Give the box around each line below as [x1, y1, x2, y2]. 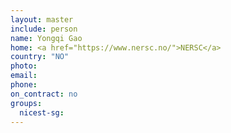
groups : [10, 98, 43, 108]
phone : [10, 80, 38, 90]
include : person [10, 24, 78, 34]
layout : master [10, 14, 74, 25]
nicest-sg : [19, 107, 65, 118]
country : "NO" [10, 52, 70, 62]
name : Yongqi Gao [10, 33, 83, 43]
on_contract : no [10, 89, 78, 99]
